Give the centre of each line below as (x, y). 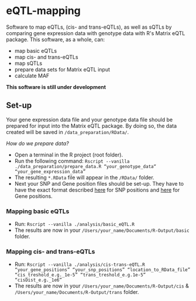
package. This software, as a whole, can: (56, 39)
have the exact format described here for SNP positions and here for (97, 190)
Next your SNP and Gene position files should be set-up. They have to (99, 183)
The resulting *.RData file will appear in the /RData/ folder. (84, 177)
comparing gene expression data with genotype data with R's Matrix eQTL (96, 33)
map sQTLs (28, 63)
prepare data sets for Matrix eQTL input (62, 69)
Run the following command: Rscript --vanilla (72, 161)
